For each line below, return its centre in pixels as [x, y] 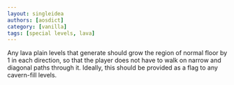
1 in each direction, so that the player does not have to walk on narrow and [114, 61]
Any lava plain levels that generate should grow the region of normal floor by [117, 53]
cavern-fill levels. [32, 75]
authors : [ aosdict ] [36, 20]
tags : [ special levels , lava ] [51, 33]
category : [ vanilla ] [37, 26]
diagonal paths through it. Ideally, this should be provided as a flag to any [113, 68]
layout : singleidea [36, 14]
